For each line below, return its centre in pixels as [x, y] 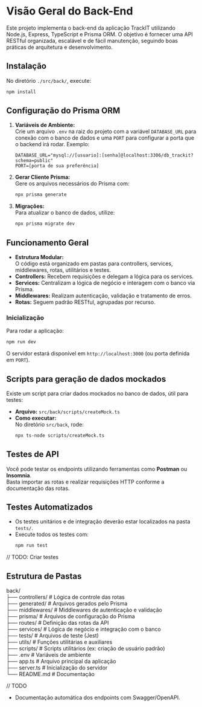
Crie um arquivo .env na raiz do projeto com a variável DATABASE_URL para [106, 132]
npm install [21, 92]
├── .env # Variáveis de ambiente [49, 655]
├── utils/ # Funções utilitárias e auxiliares [59, 642]
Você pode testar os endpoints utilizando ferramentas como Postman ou [97, 469]
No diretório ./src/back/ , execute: [49, 80]
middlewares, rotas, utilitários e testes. [63, 270]
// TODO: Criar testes [33, 557]
